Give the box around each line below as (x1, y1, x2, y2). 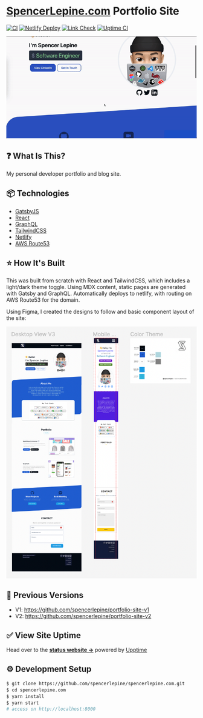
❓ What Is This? (6, 151, 65, 161)
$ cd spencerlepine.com (6, 686, 66, 693)
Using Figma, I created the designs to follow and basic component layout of (6, 308, 195, 316)
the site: (6, 314, 27, 322)
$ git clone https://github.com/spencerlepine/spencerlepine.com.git (6, 680, 185, 686)
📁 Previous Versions (6, 590, 84, 600)
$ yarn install (6, 693, 45, 699)
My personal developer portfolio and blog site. (6, 170, 121, 177)
